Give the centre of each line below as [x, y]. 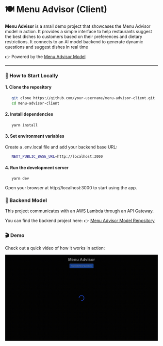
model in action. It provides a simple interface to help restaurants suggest [79, 31]
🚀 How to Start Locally [32, 75]
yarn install [24, 125]
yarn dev [20, 179]
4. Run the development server [37, 167]
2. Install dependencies [29, 114]
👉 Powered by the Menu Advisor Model [45, 56]
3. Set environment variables [35, 136]
